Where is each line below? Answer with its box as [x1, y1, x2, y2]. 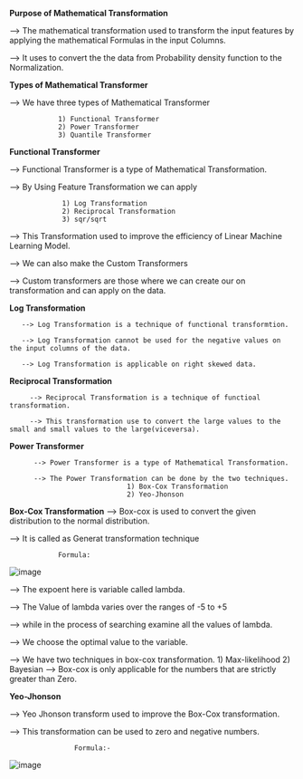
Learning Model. [9, 240, 71, 251]
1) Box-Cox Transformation [126, 482, 229, 491]
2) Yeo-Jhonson [126, 490, 184, 499]
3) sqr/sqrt [62, 215, 107, 224]
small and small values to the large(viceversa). [9, 425, 201, 434]
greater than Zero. [9, 674, 77, 684]
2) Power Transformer [57, 122, 140, 131]
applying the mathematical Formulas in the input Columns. [9, 35, 226, 45]
